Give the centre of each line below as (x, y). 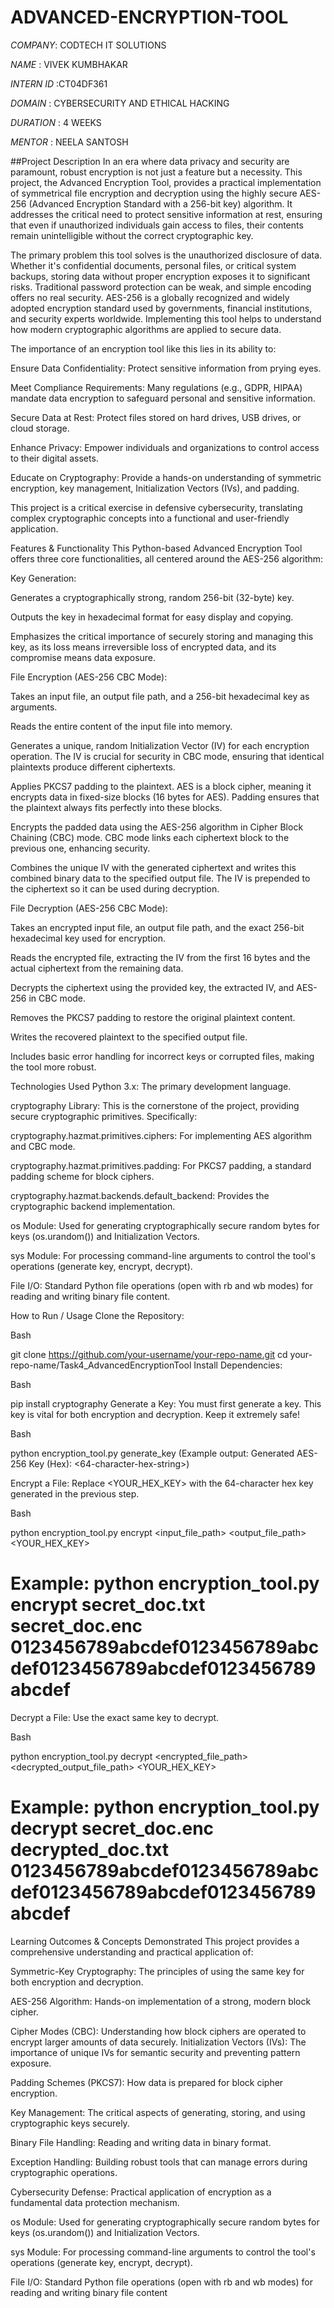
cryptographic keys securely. (70, 2123)
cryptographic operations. (64, 2172)
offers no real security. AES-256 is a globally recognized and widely (150, 297)
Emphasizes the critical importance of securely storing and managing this (162, 636)
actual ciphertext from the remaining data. (97, 968)
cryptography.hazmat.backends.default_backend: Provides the (140, 1195)
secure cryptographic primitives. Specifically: (104, 1116)
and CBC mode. (43, 1146)
